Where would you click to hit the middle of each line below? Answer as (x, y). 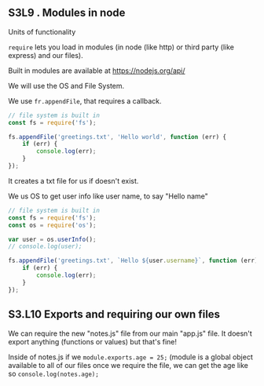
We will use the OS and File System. (66, 86)
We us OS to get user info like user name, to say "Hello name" (108, 196)
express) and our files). (46, 55)
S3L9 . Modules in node (67, 13)
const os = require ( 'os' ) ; (52, 225)
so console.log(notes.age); (54, 373)
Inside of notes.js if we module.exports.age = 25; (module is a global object (130, 357)
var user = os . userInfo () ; (52, 239)
